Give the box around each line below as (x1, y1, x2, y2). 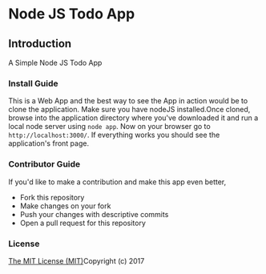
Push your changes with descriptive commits (19, 209, 169, 219)
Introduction (8, 37, 72, 50)
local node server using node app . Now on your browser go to (8, 122, 211, 131)
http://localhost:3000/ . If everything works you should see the (8, 130, 220, 140)
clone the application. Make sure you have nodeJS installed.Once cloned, (8, 105, 251, 115)
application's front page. (8, 139, 90, 148)
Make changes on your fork (19, 201, 111, 211)
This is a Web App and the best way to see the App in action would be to (8, 96, 248, 106)
